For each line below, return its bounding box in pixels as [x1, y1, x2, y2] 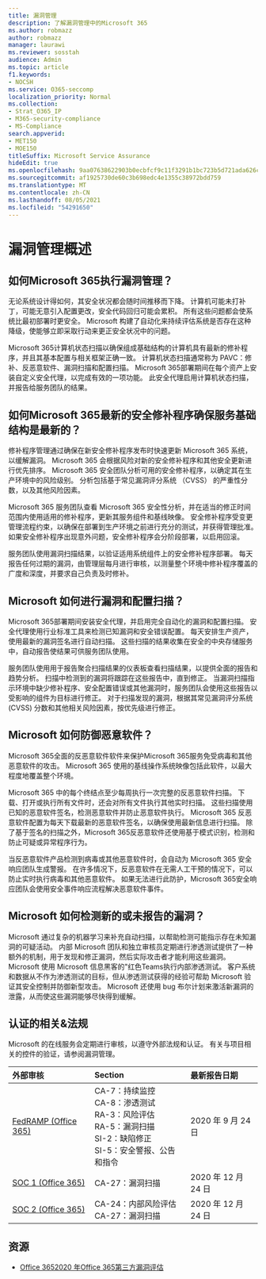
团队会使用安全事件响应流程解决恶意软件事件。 [14, 884, 168, 893]
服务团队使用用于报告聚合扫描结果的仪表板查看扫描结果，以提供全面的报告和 [8, 663, 258, 673]
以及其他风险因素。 [21, 486, 85, 495]
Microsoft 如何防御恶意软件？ [8, 728, 154, 742]
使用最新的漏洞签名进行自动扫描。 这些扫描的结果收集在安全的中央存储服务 [8, 636, 253, 646]
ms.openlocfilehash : [8, 167, 77, 175]
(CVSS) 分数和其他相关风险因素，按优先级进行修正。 [8, 703, 180, 712]
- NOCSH [8, 78, 34, 86]
